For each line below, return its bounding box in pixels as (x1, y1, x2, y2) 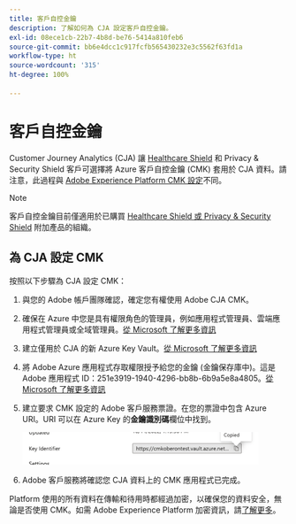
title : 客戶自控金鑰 (9, 14, 77, 23)
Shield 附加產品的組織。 (9, 221, 96, 232)
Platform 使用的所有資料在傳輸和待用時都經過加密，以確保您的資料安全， (9, 493, 275, 504)
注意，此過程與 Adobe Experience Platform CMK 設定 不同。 (9, 174, 227, 185)
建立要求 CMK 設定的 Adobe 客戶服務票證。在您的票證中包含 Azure (21, 403, 267, 413)
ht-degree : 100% (9, 71, 69, 80)
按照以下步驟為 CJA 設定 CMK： (9, 275, 126, 286)
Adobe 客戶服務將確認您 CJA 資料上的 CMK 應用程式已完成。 (21, 474, 246, 485)
